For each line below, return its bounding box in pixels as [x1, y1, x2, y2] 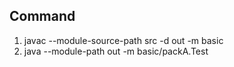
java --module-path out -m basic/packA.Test [23, 45, 209, 57]
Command [9, 8, 76, 25]
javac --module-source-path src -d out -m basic [23, 34, 224, 46]
